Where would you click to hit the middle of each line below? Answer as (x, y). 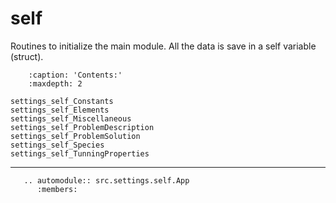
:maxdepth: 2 (55, 83)
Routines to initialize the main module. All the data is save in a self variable (163, 46)
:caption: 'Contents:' (75, 75)
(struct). (27, 56)
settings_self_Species (57, 145)
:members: (57, 189)
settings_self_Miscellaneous (71, 118)
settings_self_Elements (60, 110)
